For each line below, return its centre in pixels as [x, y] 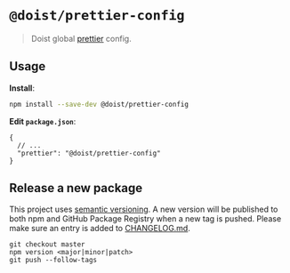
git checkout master [48, 245]
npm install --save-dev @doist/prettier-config [99, 104]
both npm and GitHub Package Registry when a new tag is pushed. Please [145, 219]
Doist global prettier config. [81, 38]
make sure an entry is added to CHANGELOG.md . [100, 229]
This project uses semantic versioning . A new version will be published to [144, 209]
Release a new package [76, 188]
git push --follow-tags [53, 261]
